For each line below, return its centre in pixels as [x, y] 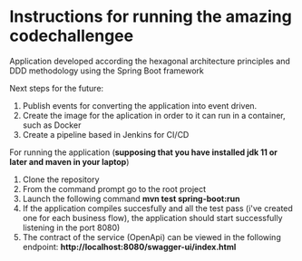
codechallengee [72, 36]
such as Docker [52, 125]
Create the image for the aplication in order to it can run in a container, [154, 115]
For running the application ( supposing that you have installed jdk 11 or [144, 152]
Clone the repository [61, 179]
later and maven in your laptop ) [69, 161]
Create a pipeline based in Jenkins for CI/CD [106, 134]
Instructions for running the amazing [151, 17]
